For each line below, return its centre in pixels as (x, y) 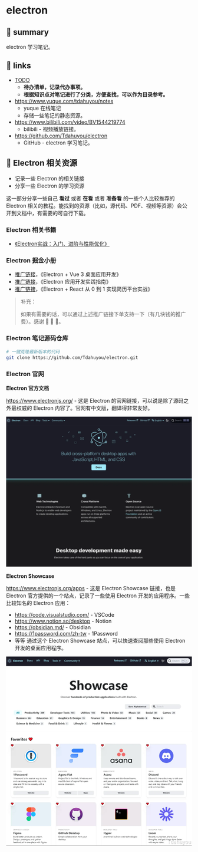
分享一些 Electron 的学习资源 (49, 186)
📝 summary (27, 32)
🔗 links (19, 66)
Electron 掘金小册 (31, 260)
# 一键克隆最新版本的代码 (33, 351)
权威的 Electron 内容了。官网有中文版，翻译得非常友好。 (85, 408)
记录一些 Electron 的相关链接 (49, 178)
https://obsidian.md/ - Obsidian (53, 627)
